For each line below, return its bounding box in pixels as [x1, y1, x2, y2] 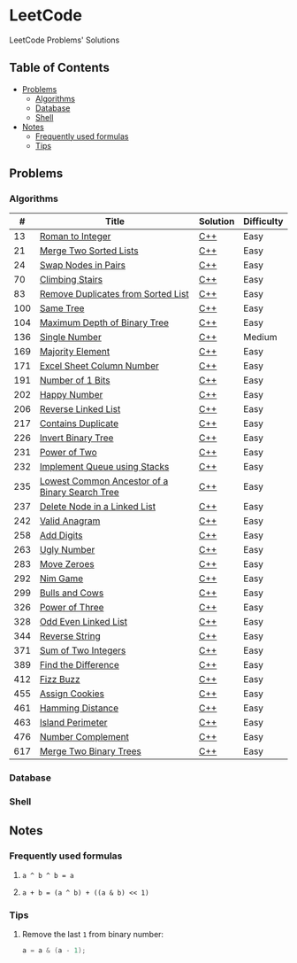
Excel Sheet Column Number [39, 360, 159, 372]
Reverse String [39, 630, 102, 642]
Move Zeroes [39, 558, 95, 571]
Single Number [39, 331, 102, 344]
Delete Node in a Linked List [39, 501, 156, 513]
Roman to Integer [39, 230, 111, 243]
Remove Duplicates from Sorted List [39, 288, 189, 300]
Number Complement [39, 731, 130, 743]
